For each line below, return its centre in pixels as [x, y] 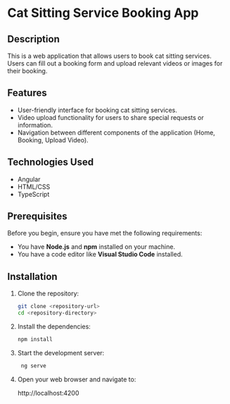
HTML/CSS [34, 186]
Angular [29, 179]
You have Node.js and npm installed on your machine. [96, 247]
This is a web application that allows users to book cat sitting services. [110, 56]
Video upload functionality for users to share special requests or [110, 117]
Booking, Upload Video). [53, 140]
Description [33, 39]
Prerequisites [37, 216]
